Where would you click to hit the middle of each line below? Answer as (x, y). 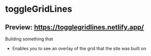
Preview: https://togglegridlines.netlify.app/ (75, 27)
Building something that (29, 39)
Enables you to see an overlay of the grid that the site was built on (79, 48)
